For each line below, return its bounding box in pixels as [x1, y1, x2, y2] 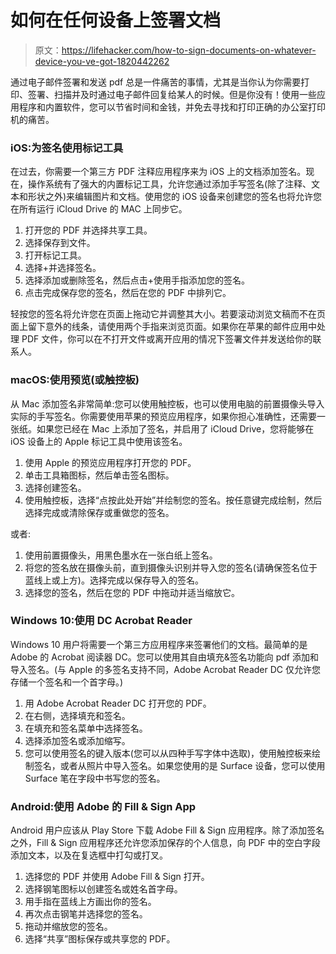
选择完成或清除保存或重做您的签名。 [24, 506, 175, 518]
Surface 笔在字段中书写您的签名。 [24, 772, 166, 784]
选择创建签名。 [24, 481, 87, 493]
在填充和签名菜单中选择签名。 [24, 722, 148, 734]
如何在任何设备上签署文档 [10, 9, 222, 32]
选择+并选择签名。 [24, 262, 102, 274]
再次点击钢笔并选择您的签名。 [24, 908, 148, 920]
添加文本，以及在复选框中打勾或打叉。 [10, 849, 168, 861]
